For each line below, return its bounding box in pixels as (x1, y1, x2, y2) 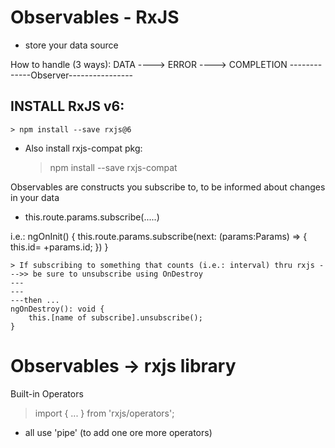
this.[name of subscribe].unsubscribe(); (28, 312, 203, 323)
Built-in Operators (10, 387, 84, 400)
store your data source (24, 39, 119, 51)
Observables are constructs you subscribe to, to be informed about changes (10, 181, 326, 193)
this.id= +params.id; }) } (10, 241, 109, 253)
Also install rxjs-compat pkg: (24, 142, 143, 154)
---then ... (10, 295, 60, 305)
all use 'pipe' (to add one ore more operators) (24, 426, 213, 438)
